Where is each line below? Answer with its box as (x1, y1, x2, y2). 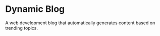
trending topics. (5, 25, 38, 31)
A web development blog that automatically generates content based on (5, 20, 155, 26)
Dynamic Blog (5, 3, 65, 15)
